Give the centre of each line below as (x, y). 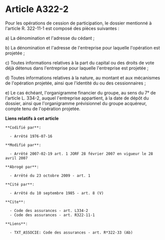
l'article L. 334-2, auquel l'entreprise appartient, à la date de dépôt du (77, 98)
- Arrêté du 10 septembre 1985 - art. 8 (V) (57, 193)
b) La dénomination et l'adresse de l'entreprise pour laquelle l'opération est (82, 47)
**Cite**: (15, 202)
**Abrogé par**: (22, 167)
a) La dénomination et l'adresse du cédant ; (50, 38)
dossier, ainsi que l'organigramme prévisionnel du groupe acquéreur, (76, 103)
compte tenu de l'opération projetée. (43, 108)
